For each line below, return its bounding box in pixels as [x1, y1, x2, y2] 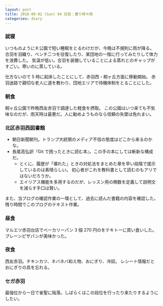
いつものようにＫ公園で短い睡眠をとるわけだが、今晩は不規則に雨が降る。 [5, 45, 154, 51]
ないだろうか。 [23, 173, 54, 179]
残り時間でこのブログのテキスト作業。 [5, 201, 82, 207]
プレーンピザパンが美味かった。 [5, 233, 69, 239]
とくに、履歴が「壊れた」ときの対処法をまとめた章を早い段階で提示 [19, 161, 156, 167]
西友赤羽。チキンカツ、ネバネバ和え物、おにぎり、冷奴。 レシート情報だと [5, 258, 155, 264]
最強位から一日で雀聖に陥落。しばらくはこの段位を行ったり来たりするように [5, 290, 159, 296]
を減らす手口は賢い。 [19, 185, 62, 191]
